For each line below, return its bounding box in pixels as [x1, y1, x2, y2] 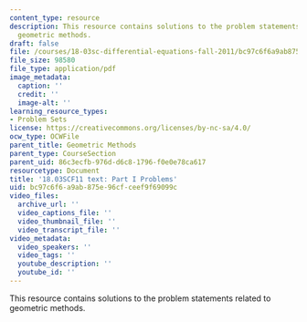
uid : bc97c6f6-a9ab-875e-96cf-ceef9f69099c [9, 183, 178, 192]
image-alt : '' [17, 98, 71, 108]
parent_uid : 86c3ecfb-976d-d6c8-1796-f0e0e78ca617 [9, 157, 206, 167]
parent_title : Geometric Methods [9, 140, 137, 150]
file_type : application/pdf [9, 65, 117, 74]
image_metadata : [9, 73, 71, 82]
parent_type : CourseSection [9, 149, 117, 158]
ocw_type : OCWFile [9, 132, 79, 141]
